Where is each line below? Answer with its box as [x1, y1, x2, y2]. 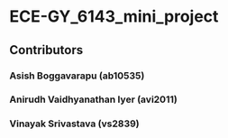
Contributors [9, 42, 84, 58]
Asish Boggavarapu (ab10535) [9, 69, 145, 82]
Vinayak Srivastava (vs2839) [9, 117, 140, 130]
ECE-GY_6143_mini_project [9, 6, 219, 27]
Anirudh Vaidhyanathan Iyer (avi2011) [9, 93, 178, 106]
